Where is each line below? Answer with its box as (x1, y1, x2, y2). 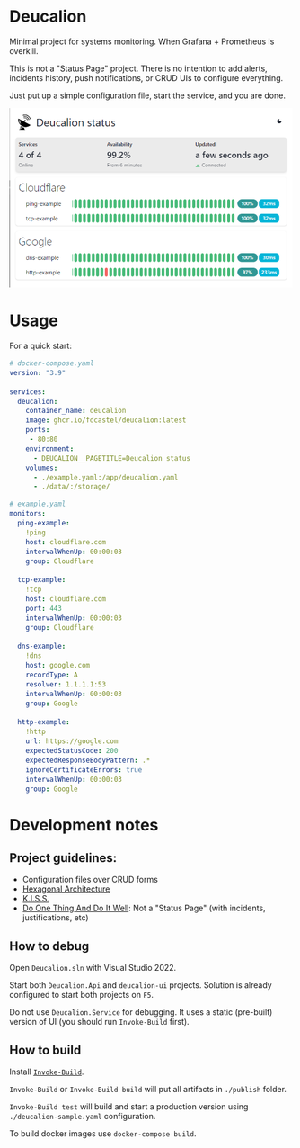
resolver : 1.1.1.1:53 (25, 679, 106, 689)
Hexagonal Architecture (22, 883, 110, 894)
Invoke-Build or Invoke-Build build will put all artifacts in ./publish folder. (9, 1084, 287, 1094)
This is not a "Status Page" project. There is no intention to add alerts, (9, 63, 268, 74)
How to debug (9, 938, 90, 954)
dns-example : (17, 641, 66, 651)
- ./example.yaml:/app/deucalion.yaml (32, 472, 179, 482)
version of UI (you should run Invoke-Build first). (9, 1017, 190, 1027)
